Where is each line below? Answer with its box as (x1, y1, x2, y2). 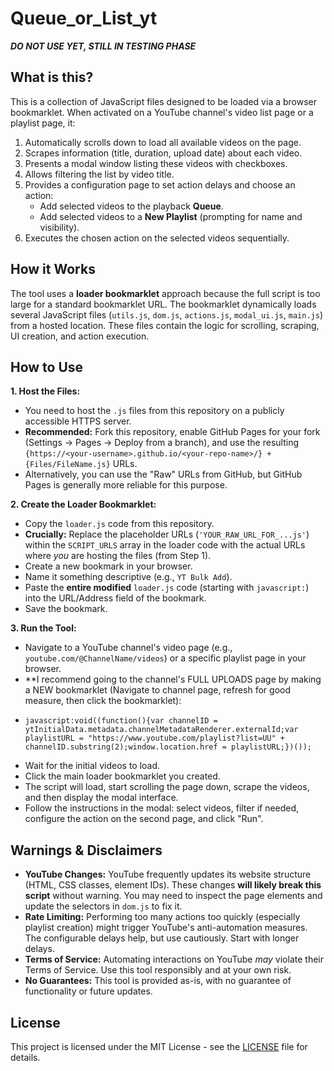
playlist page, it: (10, 117, 76, 129)
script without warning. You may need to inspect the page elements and (24, 890, 323, 902)
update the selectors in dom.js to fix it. (24, 900, 183, 912)
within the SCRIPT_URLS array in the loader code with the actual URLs (24, 539, 306, 551)
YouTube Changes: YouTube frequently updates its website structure (24, 868, 312, 881)
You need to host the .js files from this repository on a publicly (24, 405, 285, 417)
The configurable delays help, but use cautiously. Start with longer (24, 932, 300, 944)
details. (10, 1052, 41, 1063)
